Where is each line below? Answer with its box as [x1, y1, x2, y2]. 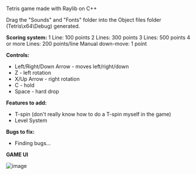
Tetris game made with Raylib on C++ [6, 5, 97, 12]
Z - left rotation [14, 69, 52, 76]
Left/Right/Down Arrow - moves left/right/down [14, 63, 129, 70]
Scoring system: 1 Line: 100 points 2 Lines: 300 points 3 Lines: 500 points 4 [6, 34, 191, 41]
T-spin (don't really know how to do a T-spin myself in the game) [14, 111, 171, 117]
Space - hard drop [14, 88, 60, 95]
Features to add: [6, 99, 47, 106]
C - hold [14, 82, 35, 89]
